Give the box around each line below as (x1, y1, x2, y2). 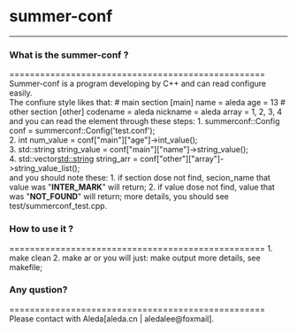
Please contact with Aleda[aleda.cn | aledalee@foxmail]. (9, 313, 215, 324)
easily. (9, 88, 33, 98)
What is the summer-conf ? (9, 49, 129, 61)
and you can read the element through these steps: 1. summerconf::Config (9, 116, 280, 127)
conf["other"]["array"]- (140, 153, 225, 165)
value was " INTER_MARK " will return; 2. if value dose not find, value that (9, 182, 276, 192)
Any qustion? (9, 283, 68, 296)
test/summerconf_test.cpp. (9, 201, 108, 212)
